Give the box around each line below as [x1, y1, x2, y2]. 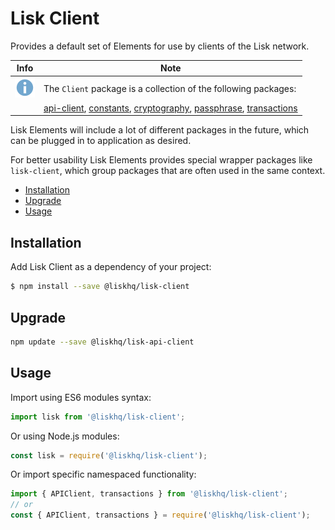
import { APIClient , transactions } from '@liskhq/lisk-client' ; [10, 489, 288, 499]
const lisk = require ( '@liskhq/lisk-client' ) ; [10, 450, 208, 461]
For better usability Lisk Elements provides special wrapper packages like [10, 154, 313, 166]
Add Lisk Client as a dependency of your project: [10, 261, 212, 273]
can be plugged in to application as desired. [10, 135, 192, 147]
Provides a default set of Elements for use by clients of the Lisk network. [10, 40, 310, 52]
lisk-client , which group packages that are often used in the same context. [10, 165, 326, 177]
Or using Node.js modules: [10, 430, 120, 442]
